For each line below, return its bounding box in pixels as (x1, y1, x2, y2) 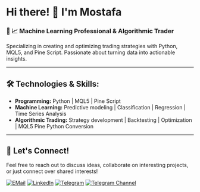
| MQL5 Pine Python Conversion (14, 123, 94, 130)
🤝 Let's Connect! (6, 146, 70, 156)
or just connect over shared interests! (6, 168, 98, 175)
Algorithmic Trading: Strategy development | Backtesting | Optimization (14, 117, 192, 124)
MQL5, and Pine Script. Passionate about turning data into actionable (6, 49, 176, 56)
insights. (6, 55, 27, 62)
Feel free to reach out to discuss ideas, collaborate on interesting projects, (6, 162, 189, 169)
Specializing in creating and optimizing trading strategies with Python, (6, 43, 178, 50)
